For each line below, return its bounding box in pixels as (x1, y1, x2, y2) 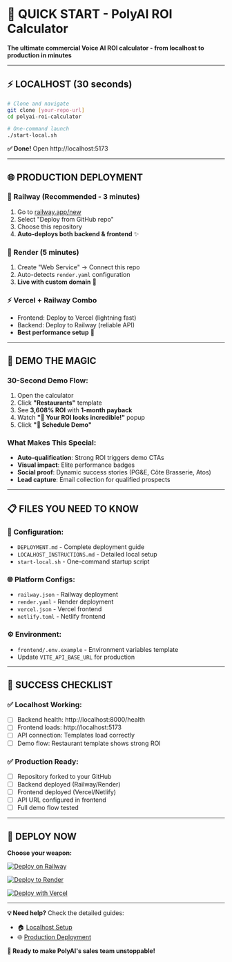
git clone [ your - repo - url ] (7, 106, 85, 113)
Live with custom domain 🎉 (17, 278, 97, 286)
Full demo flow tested (17, 804, 79, 812)
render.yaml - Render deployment (17, 597, 114, 606)
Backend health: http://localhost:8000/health (17, 715, 146, 724)
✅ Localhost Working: (7, 700, 82, 709)
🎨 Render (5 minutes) (7, 247, 79, 257)
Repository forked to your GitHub (17, 772, 112, 780)
